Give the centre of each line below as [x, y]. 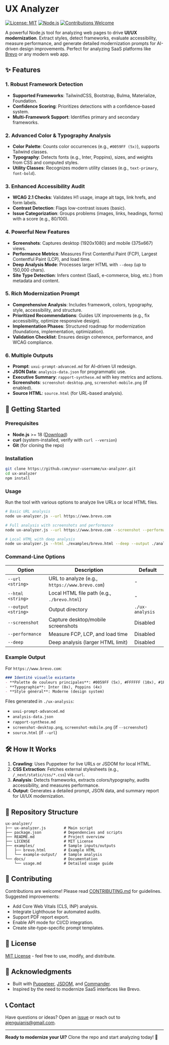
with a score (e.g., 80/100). [40, 219]
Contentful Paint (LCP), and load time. [52, 259]
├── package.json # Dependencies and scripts [64, 832]
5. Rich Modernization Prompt [42, 294]
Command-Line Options [35, 557]
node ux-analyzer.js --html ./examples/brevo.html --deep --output [77, 544]
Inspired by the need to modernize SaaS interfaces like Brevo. [76, 989]
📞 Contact [20, 1005]
